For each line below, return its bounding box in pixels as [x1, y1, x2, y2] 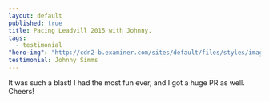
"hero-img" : [8, 49, 48, 57]
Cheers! [8, 86, 34, 96]
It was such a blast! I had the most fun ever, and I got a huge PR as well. [8, 77, 246, 88]
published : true [8, 19, 62, 27]
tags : [8, 33, 26, 42]
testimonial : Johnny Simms [8, 57, 98, 65]
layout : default [8, 11, 62, 20]
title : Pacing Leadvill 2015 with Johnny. [8, 26, 152, 34]
